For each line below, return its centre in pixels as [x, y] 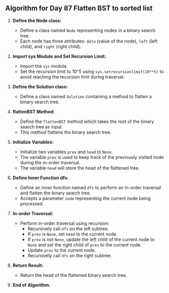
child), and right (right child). [51, 46]
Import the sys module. [44, 66]
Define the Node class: [37, 20]
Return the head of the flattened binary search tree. [74, 275]
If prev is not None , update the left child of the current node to [91, 239]
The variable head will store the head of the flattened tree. [80, 168]
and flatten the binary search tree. [55, 193]
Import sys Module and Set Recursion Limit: [59, 56]
